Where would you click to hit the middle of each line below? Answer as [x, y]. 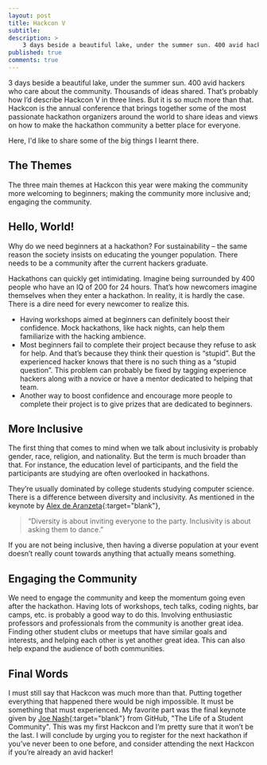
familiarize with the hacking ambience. [83, 336]
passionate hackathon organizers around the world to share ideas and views [133, 116]
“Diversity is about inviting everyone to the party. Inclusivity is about [139, 521]
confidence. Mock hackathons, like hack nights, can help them [122, 328]
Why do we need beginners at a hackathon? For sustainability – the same [128, 246]
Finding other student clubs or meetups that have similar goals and [118, 632]
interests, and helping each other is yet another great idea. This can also [127, 640]
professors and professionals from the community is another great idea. [126, 623]
